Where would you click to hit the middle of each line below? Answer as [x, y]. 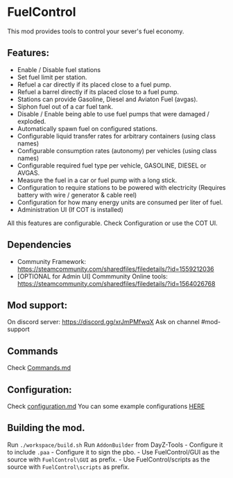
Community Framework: [52, 261]
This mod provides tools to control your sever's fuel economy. [96, 31]
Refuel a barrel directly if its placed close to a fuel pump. [98, 91]
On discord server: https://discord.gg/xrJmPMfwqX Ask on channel [103, 322]
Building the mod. [46, 428]
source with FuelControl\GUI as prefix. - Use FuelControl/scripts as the [109, 459]
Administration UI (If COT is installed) [70, 209]
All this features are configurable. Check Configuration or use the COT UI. [112, 223]
